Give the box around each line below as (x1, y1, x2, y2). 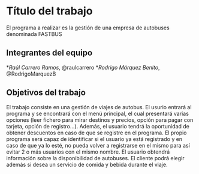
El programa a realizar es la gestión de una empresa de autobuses (6, 24, 170, 31)
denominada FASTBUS (6, 30, 62, 37)
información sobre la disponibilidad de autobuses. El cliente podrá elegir (6, 154, 185, 161)
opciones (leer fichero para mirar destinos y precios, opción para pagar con (6, 116, 194, 124)
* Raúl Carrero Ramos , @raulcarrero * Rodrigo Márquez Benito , (6, 64, 160, 71)
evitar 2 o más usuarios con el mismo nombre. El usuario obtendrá (6, 148, 170, 155)
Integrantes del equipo (6, 48, 93, 58)
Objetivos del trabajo (6, 88, 86, 98)
